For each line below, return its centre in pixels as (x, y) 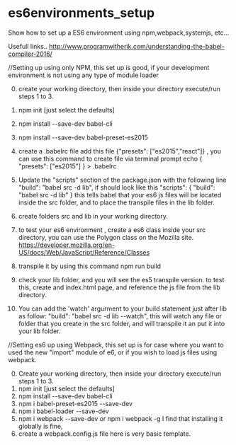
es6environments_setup (82, 13)
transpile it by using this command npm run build (90, 266)
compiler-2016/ (30, 54)
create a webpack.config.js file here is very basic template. (105, 434)
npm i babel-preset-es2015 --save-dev (75, 403)
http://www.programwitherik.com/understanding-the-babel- (137, 46)
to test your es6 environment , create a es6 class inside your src (112, 230)
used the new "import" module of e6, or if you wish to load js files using (113, 352)
